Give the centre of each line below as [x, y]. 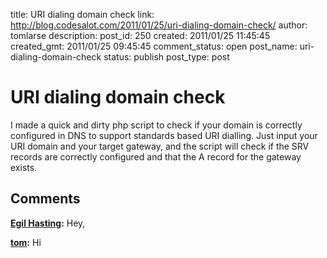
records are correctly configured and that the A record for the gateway [156, 156]
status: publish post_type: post [166, 57]
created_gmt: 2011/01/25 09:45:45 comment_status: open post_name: [154, 46]
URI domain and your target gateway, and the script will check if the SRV [160, 146]
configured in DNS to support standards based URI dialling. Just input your [164, 135]
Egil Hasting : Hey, [48, 223]
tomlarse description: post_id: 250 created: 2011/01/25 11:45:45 [140, 35]
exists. [24, 167]
